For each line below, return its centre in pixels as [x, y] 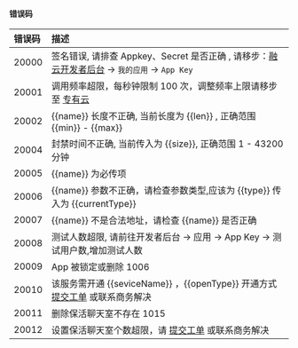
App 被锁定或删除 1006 [100, 267]
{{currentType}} [104, 204]
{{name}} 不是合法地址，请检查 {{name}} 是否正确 [154, 220]
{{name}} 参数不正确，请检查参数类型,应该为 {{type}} [161, 191]
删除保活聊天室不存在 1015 [108, 313]
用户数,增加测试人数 [102, 250]
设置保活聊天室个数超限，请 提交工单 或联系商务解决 [160, 330]
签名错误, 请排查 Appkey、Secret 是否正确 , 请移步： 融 [165, 56]
